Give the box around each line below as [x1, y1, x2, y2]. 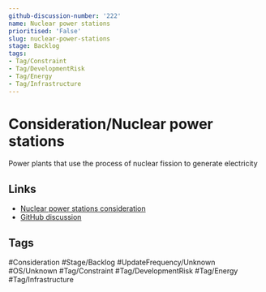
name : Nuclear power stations [8, 19, 111, 28]
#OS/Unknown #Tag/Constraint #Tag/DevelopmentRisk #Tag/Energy [8, 266, 238, 276]
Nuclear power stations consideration [19, 204, 146, 213]
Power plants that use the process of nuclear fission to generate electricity [8, 159, 258, 169]
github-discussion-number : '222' [8, 11, 122, 20]
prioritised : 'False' [8, 27, 82, 35]
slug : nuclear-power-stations [8, 34, 111, 43]
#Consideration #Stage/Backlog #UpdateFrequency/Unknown [8, 257, 216, 268]
